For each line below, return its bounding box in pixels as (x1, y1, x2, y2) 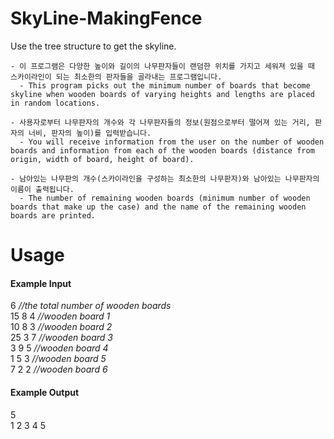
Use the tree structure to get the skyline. (10, 40, 177, 52)
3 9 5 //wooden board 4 (10, 342, 109, 354)
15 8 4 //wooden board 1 (10, 310, 111, 322)
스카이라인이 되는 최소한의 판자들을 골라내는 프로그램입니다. (10, 72, 223, 82)
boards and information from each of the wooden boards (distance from (10, 145, 315, 156)
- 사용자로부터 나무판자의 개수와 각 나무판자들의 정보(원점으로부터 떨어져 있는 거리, (10, 117, 311, 127)
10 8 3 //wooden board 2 (10, 321, 113, 333)
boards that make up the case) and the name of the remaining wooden (10, 202, 307, 212)
